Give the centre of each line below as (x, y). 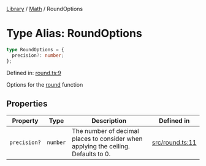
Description (109, 121)
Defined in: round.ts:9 (34, 73)
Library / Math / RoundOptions (45, 9)
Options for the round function (45, 84)
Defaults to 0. (91, 154)
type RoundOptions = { (35, 49)
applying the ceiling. (101, 146)
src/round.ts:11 (174, 143)
